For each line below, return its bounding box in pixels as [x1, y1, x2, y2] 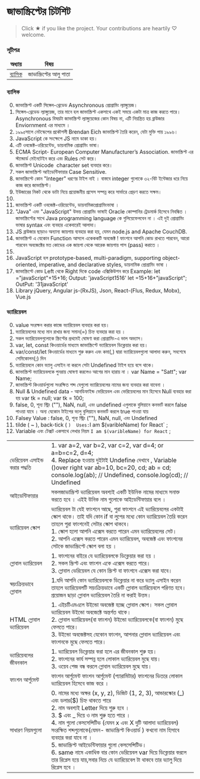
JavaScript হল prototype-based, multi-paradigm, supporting [15, 254, 161, 261]
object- [162, 254, 180, 261]
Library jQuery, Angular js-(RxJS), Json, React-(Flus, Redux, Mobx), [15, 287, 182, 294]
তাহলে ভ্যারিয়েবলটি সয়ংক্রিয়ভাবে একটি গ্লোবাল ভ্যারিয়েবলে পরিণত [50, 583, 174, 592]
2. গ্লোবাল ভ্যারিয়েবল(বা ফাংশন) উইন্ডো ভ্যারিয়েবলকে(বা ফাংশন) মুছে [50, 615, 183, 624]
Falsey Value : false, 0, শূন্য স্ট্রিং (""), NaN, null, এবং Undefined [15, 414, 158, 421]
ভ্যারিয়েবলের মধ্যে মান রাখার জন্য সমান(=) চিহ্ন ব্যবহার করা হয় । [15, 328, 126, 335]
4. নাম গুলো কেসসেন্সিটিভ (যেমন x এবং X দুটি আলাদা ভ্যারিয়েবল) [50, 718, 179, 727]
